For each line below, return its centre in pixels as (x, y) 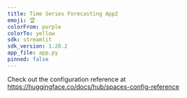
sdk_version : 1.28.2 (38, 46)
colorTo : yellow (31, 33)
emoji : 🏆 (22, 20)
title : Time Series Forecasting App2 (63, 14)
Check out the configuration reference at (67, 79)
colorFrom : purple (34, 27)
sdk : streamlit (30, 40)
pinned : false (28, 59)
